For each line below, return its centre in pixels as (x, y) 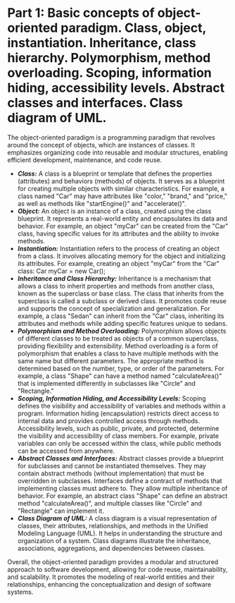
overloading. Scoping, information (110, 73)
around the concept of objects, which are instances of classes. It (101, 145)
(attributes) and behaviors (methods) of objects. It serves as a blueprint (121, 181)
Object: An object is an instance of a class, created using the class (114, 211)
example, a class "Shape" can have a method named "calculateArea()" (120, 376)
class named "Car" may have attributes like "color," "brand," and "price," (122, 196)
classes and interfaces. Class (95, 103)
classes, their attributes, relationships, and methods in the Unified (113, 525)
